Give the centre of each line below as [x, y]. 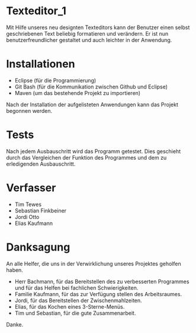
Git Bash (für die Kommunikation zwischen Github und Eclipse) [91, 87]
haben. [15, 270]
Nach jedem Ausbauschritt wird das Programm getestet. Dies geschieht [94, 151]
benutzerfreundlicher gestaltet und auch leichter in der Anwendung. [89, 40]
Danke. [15, 324]
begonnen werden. [29, 110]
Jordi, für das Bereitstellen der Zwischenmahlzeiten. [78, 300]
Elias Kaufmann [34, 223]
